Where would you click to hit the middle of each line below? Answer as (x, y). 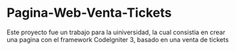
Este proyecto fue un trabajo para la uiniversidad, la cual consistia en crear (116, 32)
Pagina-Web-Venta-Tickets (89, 13)
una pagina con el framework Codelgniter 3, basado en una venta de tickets (118, 39)
